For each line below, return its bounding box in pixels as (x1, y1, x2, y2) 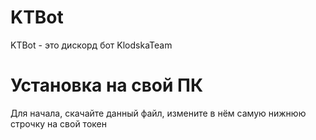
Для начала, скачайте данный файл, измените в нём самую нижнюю (10, 107, 307, 119)
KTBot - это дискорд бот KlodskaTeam (10, 39, 173, 51)
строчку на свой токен (10, 117, 107, 130)
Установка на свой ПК (10, 74, 204, 97)
